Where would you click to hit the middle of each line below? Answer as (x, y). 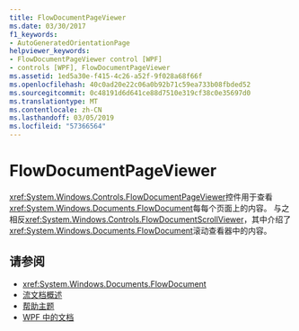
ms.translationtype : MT (54, 101)
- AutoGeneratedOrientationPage (70, 43)
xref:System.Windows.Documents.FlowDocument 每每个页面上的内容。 (141, 208)
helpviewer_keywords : (50, 51)
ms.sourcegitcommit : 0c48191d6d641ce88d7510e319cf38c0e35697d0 (130, 93)
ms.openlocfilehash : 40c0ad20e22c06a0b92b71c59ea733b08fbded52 (130, 85)
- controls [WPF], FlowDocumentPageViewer (90, 68)
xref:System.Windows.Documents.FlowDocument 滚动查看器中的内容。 (141, 230)
